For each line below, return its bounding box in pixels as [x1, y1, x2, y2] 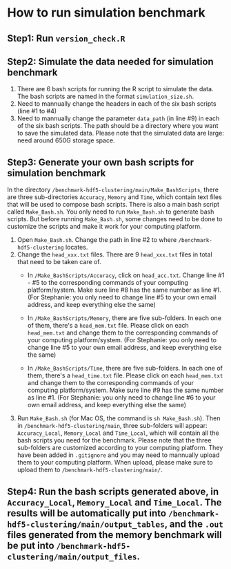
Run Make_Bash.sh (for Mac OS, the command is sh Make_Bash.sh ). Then [17, 414, 221, 422]
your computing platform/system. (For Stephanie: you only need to [27, 336, 217, 344]
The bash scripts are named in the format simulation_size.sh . [17, 92, 194, 101]
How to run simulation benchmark [7, 5, 205, 21]
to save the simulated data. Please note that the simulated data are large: [17, 129, 224, 138]
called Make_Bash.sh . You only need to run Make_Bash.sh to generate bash [7, 207, 214, 216]
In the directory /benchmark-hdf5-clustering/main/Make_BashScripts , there [7, 185, 219, 194]
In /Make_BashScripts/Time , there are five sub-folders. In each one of [27, 364, 223, 373]
